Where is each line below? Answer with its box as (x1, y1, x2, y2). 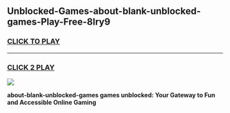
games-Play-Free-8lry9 (7, 16, 111, 28)
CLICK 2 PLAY (7, 62, 55, 72)
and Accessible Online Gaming (7, 98, 97, 106)
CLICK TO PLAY (7, 37, 60, 47)
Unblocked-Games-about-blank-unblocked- (7, 5, 201, 17)
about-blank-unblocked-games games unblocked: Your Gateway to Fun (7, 90, 216, 99)
